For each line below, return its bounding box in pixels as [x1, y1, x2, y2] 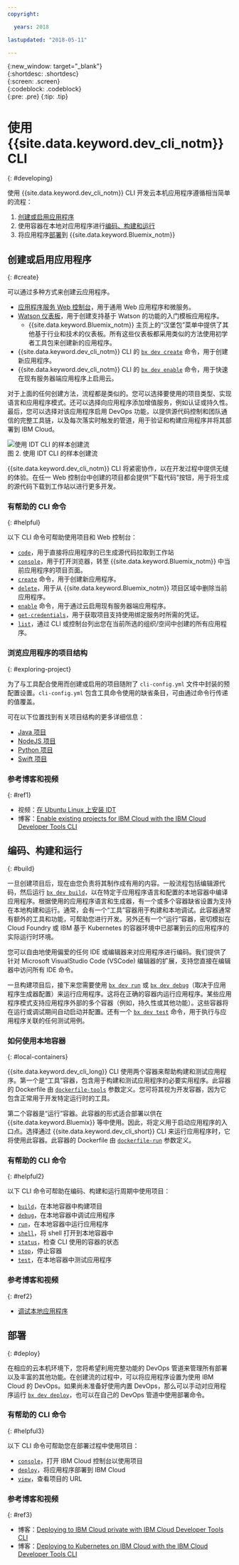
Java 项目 [17, 727, 47, 736]
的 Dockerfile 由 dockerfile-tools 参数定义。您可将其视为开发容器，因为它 [7, 1085, 226, 1094]
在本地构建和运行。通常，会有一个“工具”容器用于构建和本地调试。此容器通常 [7, 906, 231, 914]
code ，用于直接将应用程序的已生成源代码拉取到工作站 [17, 548, 174, 557]
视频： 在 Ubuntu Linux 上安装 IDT [17, 806, 116, 814]
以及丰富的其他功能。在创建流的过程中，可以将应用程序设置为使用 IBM [7, 1372, 214, 1381]
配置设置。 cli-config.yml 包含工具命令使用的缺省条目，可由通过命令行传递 [7, 688, 229, 697]
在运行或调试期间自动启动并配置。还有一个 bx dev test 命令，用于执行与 [7, 1007, 221, 1016]
